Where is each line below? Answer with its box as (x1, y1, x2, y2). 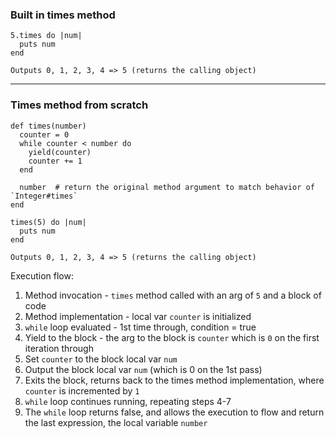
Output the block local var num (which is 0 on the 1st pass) (24, 363, 263, 375)
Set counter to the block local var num (24, 353, 178, 365)
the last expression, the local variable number (24, 416, 208, 428)
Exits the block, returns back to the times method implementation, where (24, 374, 325, 386)
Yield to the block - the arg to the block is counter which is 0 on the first (24, 331, 320, 343)
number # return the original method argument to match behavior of (19, 182, 315, 192)
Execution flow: (10, 269, 74, 282)
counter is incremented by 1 (24, 384, 140, 397)
